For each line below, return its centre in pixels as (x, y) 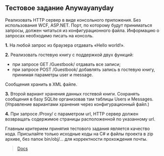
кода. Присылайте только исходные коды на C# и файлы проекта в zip (79, 134)
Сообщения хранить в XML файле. (41, 84)
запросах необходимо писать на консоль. (49, 35)
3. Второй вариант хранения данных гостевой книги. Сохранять (72, 94)
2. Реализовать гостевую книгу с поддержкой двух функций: (69, 55)
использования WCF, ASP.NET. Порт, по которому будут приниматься (79, 25)
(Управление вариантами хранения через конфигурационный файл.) (77, 104)
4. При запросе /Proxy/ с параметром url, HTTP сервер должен (72, 114)
